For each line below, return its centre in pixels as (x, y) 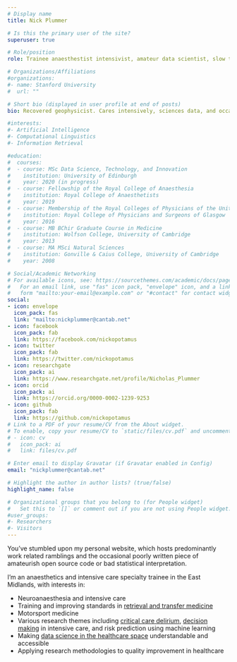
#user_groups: (28, 515)
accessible (33, 643)
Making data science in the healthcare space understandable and (113, 636)
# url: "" (23, 91)
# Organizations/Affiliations (52, 72)
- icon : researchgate (39, 366)
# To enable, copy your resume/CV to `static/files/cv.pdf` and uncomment (120, 431)
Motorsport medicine (48, 613)
